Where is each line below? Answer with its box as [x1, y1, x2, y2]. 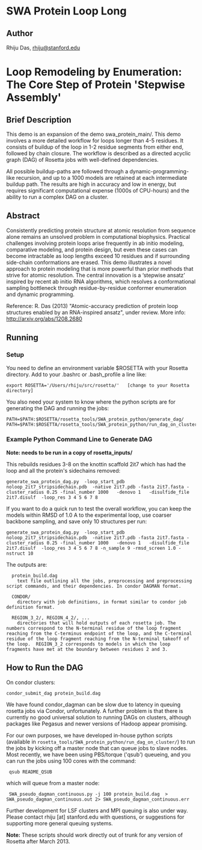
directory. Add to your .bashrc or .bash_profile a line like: [6, 371, 147, 378]
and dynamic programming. [6, 291, 75, 298]
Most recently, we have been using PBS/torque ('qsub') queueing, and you [6, 751, 191, 758]
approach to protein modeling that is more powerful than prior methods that [6, 265, 194, 272]
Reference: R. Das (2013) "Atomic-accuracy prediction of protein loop [6, 302, 179, 309]
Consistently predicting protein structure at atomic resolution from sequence [6, 227, 196, 234]
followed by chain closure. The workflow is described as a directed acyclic [6, 150, 191, 157]
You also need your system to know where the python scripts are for [6, 398, 176, 405]
